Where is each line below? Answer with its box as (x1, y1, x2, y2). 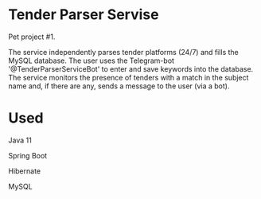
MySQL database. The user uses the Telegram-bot (8, 56, 175, 65)
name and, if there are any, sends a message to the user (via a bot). (8, 81, 230, 91)
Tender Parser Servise (8, 6, 159, 24)
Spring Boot (8, 150, 48, 160)
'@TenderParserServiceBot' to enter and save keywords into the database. (8, 64, 254, 73)
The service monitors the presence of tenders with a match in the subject (8, 72, 249, 82)
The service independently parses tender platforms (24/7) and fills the (8, 47, 239, 57)
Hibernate (8, 166, 41, 176)
